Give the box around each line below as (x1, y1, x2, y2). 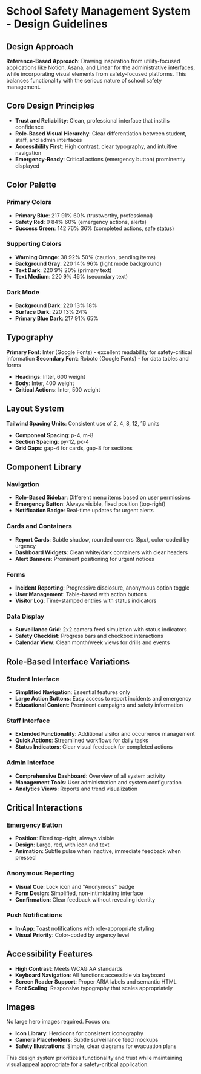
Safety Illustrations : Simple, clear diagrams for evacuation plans (15, 1042, 177, 1050)
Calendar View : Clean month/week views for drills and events (15, 639, 170, 646)
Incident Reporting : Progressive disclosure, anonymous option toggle (15, 584, 189, 591)
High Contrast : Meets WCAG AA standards (15, 965, 123, 972)
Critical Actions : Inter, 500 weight (15, 386, 100, 393)
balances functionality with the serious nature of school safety (6, 77, 162, 84)
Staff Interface (6, 716, 50, 725)
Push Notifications (6, 911, 62, 919)
